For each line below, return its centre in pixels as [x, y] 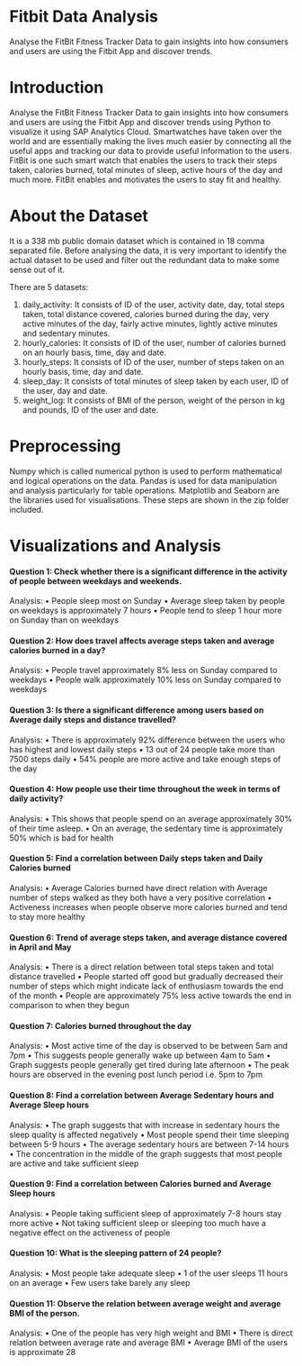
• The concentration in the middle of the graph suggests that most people [146, 1153]
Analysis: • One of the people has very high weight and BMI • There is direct [151, 1333]
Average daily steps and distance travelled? [93, 719]
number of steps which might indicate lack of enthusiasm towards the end [147, 986]
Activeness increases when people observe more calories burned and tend [148, 906]
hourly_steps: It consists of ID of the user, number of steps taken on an [153, 361]
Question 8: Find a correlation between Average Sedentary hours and [142, 1095]
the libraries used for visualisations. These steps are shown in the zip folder [149, 500]
